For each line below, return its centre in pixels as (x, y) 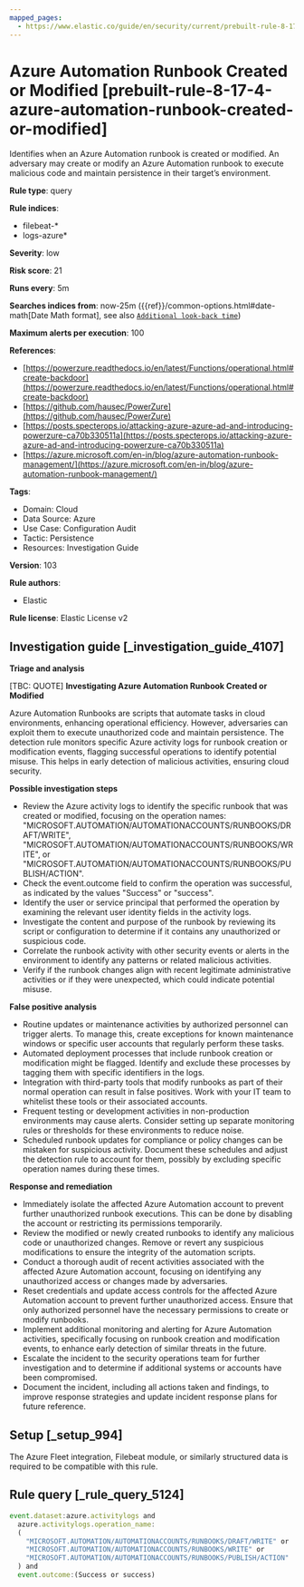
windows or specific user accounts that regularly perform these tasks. (153, 1044)
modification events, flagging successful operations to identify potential (143, 752)
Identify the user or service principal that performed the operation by (151, 902)
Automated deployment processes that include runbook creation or (147, 1054)
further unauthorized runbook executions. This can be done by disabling (157, 1214)
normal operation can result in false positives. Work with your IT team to (157, 1092)
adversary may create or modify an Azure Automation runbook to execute (147, 163)
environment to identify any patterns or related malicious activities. (147, 960)
